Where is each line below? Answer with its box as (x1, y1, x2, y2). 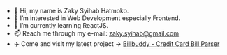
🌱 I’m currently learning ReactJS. (13, 22, 109, 29)
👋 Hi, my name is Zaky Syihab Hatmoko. (13, 7, 129, 15)
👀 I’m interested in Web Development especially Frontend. (13, 14, 181, 22)
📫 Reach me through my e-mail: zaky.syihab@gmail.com (13, 29, 180, 38)
